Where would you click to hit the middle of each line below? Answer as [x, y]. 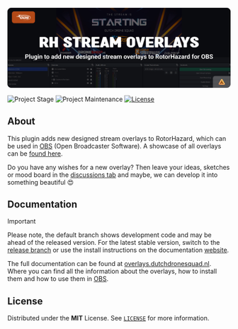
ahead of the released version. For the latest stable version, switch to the [114, 243]
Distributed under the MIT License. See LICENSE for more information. [108, 318]
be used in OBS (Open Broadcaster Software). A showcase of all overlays [114, 146]
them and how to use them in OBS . [58, 279]
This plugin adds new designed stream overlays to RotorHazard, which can [117, 138]
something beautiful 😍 [41, 182]
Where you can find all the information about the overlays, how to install [112, 271]
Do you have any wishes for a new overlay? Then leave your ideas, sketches [119, 167]
